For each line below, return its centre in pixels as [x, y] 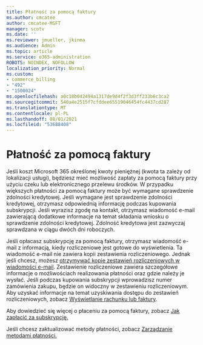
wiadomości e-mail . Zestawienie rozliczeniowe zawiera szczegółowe [92, 267]
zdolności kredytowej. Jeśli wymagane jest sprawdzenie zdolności [89, 197]
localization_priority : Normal [46, 68]
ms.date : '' [21, 35]
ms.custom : [20, 74]
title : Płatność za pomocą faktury [51, 12]
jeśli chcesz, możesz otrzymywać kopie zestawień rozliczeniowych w [93, 261]
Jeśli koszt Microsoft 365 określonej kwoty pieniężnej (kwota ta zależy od [98, 172]
